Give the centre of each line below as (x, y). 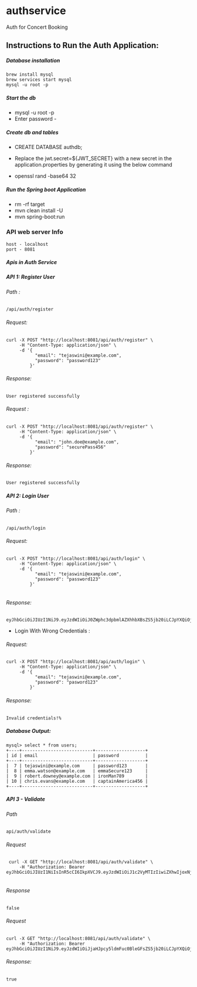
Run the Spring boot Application (46, 190)
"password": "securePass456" (71, 447)
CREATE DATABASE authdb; (48, 147)
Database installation (33, 60)
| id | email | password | (77, 755)
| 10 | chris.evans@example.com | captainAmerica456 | (77, 781)
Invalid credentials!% (34, 718)
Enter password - (35, 119)
